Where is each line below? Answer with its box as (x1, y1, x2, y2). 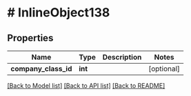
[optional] (148, 64, 181, 73)
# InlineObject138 (7, 5, 110, 21)
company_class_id (10, 64, 72, 73)
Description (102, 53, 142, 62)
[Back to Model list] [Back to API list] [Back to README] (7, 82, 165, 90)
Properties (7, 32, 54, 44)
